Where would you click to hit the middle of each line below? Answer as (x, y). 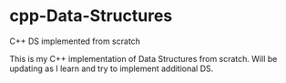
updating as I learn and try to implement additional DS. (112, 68)
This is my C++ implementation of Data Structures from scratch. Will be (143, 58)
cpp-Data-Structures (91, 16)
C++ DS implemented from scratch (75, 41)
